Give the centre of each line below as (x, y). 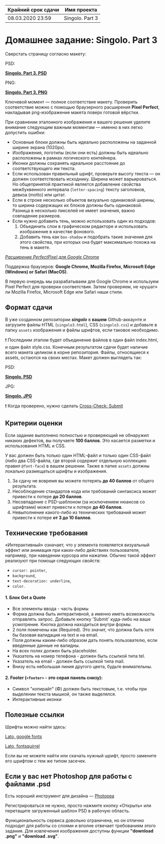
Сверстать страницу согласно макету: (46, 53)
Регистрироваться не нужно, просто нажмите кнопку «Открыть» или (78, 806)
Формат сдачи (29, 307)
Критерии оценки (34, 423)
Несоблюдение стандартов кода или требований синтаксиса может (84, 491)
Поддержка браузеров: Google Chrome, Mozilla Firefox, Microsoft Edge (80, 266)
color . (18, 586)
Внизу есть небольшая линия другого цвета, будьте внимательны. (82, 666)
